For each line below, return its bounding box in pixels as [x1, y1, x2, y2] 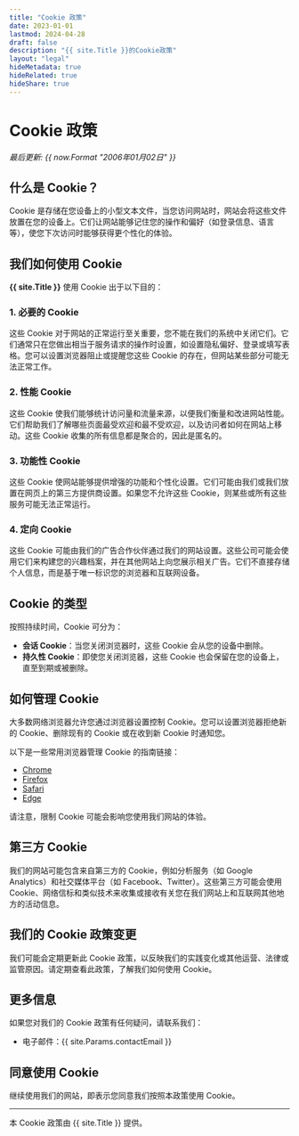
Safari [21, 783, 44, 794]
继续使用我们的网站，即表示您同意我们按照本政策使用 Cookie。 [9, 1091, 240, 1101]
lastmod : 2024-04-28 [9, 29, 86, 38]
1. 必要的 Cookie [9, 306, 79, 319]
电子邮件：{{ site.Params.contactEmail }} [21, 1036, 172, 1047]
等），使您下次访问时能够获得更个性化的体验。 [9, 228, 177, 239]
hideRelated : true [9, 71, 77, 80]
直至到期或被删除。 [21, 663, 93, 674]
